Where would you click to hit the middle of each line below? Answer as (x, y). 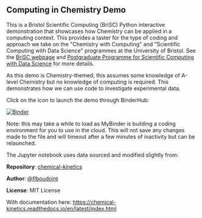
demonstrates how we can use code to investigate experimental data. (93, 88)
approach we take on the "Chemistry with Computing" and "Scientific (93, 44)
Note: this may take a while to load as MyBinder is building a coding (91, 124)
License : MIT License (33, 190)
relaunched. (21, 143)
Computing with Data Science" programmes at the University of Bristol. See (101, 51)
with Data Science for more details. (50, 63)
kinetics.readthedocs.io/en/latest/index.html (61, 208)
